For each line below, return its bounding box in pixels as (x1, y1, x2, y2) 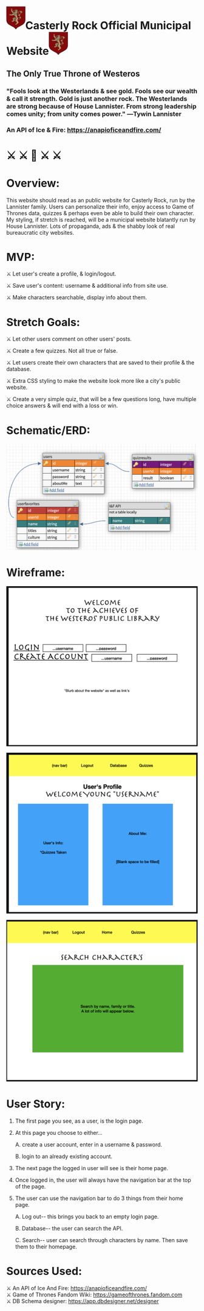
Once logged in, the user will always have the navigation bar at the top (15, 1176, 191, 1184)
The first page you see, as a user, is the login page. (15, 1117, 144, 1124)
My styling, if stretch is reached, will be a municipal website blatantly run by (6, 216, 196, 223)
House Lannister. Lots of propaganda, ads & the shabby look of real (6, 222, 175, 230)
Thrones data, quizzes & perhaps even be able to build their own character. (6, 209, 194, 216)
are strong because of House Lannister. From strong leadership (6, 102, 197, 110)
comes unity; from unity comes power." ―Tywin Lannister (6, 110, 182, 118)
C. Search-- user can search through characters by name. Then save (15, 1236, 188, 1243)
